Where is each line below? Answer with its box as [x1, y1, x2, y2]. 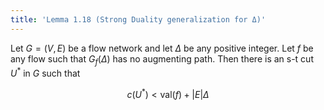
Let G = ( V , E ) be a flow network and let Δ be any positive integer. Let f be [10, 42, 314, 54]
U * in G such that [10, 66, 81, 80]
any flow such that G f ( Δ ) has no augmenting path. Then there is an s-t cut [10, 52, 314, 67]
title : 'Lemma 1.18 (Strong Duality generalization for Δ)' [10, 14, 267, 25]
